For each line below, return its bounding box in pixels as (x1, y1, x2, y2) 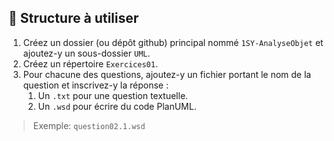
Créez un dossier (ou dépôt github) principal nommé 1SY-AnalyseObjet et (22, 36, 324, 48)
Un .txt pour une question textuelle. (37, 89, 189, 101)
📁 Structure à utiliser (8, 10, 140, 27)
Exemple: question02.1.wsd (32, 119, 146, 131)
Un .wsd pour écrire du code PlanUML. (37, 100, 197, 112)
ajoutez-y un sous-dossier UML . (22, 47, 151, 59)
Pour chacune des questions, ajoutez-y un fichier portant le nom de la (22, 68, 312, 80)
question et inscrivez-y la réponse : (22, 79, 169, 91)
